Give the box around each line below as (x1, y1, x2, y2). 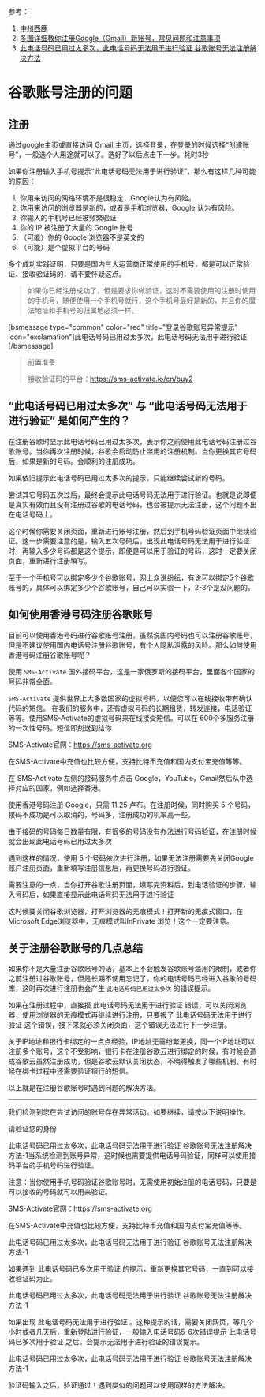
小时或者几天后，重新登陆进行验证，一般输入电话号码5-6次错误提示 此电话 (8, 1328, 250, 1337)
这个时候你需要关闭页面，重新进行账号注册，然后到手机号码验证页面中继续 (8, 526, 250, 536)
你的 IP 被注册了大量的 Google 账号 (19, 223, 134, 232)
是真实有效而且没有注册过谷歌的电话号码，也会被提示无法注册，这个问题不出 (8, 499, 257, 509)
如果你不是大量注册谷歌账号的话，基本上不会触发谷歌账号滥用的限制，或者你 (8, 964, 257, 973)
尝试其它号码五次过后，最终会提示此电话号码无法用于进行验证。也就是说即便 (8, 490, 257, 499)
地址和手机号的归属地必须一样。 (34, 306, 139, 315)
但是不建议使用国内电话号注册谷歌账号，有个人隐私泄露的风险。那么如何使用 (8, 640, 257, 649)
